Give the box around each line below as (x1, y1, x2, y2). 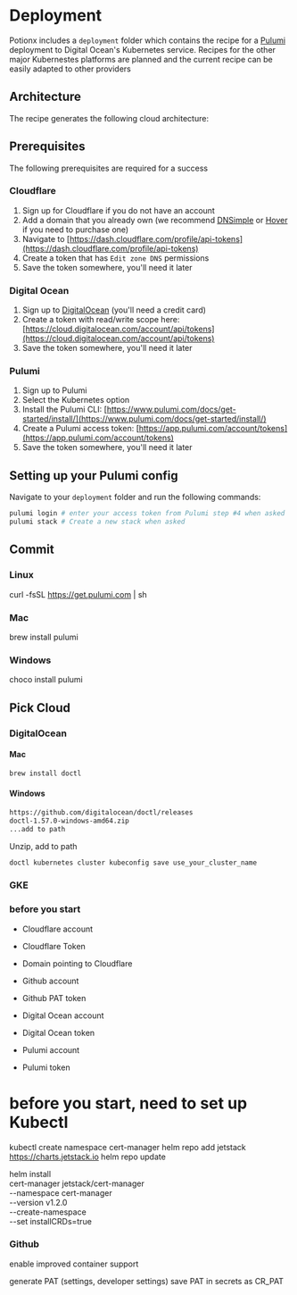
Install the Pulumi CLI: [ (21, 404, 107, 415)
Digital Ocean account (21, 1010, 104, 1021)
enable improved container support (9, 1258, 139, 1269)
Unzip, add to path (9, 840, 78, 851)
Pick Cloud (9, 700, 71, 715)
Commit (9, 542, 55, 557)
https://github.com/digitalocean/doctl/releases (9, 807, 194, 817)
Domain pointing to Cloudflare (21, 957, 133, 969)
